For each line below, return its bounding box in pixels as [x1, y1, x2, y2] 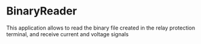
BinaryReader [6, 4, 77, 18]
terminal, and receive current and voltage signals [6, 30, 129, 37]
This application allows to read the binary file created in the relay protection [6, 24, 196, 31]
